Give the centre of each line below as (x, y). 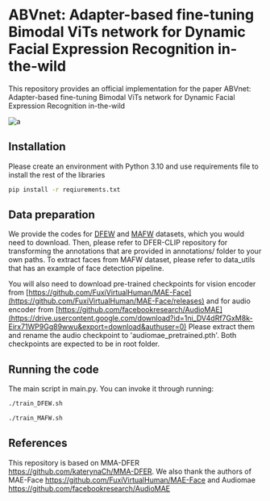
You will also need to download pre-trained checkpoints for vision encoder (132, 284)
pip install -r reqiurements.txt (64, 190)
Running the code (54, 369)
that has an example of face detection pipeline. (86, 269)
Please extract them (222, 327)
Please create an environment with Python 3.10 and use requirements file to (134, 166)
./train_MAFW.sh (35, 418)
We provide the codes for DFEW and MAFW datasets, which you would (126, 234)
